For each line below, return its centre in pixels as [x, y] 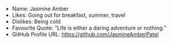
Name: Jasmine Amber [40, 9]
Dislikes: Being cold [36, 21]
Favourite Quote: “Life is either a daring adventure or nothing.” [89, 28]
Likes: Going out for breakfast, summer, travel [69, 15]
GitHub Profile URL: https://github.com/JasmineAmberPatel [85, 34]
